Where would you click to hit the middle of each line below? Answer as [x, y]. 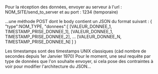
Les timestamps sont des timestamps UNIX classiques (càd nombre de [76, 51]
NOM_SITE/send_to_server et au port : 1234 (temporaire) [62, 12]
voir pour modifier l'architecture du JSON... [48, 66]
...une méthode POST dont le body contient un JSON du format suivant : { [79, 21]
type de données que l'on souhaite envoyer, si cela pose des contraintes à [79, 61]
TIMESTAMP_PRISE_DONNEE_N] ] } [41, 42]
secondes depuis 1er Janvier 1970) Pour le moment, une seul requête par [78, 56]
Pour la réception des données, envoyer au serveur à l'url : [63, 7]
